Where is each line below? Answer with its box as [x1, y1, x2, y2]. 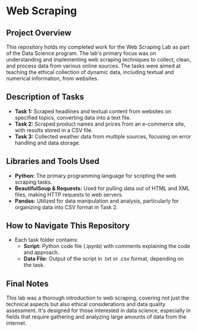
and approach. [23, 249, 59, 256]
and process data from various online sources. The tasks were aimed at [6, 62, 181, 69]
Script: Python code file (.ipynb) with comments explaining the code [23, 243, 190, 250]
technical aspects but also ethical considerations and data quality [6, 301, 166, 308]
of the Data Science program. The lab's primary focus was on [6, 50, 157, 57]
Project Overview [6, 28, 72, 38]
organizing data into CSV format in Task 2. [14, 203, 118, 211]
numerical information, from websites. [6, 75, 99, 82]
